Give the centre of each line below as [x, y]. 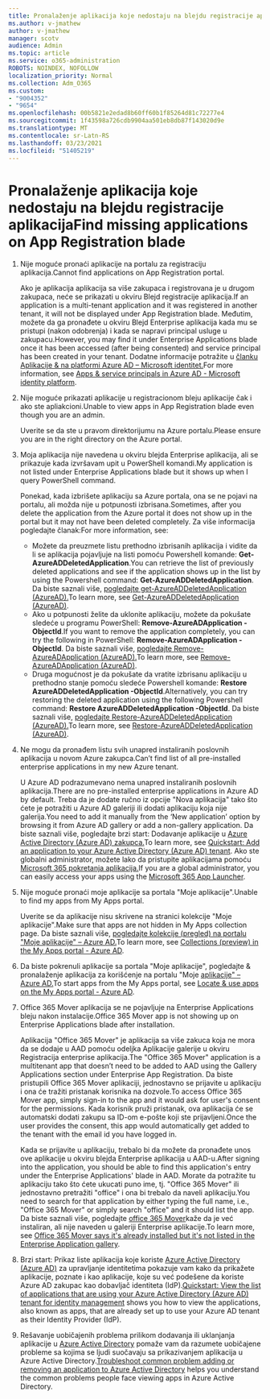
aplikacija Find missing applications [128, 224]
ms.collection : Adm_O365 [50, 83]
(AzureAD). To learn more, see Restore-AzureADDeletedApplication [142, 726]
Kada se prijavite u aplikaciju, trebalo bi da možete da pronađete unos [135, 1150]
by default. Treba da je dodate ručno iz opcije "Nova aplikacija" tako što [139, 800]
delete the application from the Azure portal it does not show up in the [136, 513]
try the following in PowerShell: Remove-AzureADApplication [135, 640]
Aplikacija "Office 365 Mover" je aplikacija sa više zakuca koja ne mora [137, 1041]
